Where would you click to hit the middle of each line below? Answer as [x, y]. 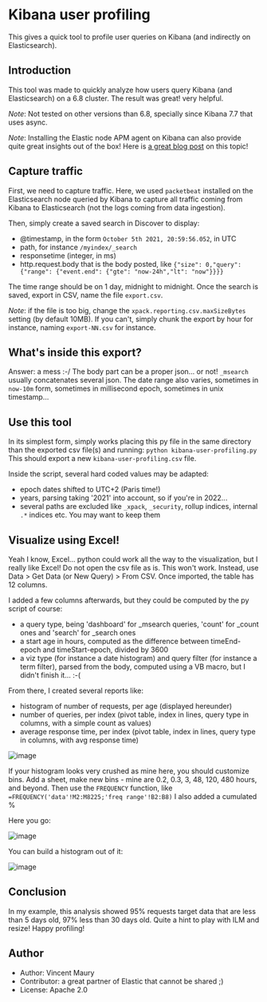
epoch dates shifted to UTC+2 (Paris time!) [90, 490]
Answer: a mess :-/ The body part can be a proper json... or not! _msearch [128, 372]
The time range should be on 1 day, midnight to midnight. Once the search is [133, 286]
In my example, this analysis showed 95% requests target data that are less [132, 911]
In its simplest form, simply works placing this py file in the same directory [130, 442]
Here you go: [29, 820]
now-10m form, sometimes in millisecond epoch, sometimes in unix [116, 388]
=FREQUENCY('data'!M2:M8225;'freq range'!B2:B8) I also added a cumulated [133, 796]
